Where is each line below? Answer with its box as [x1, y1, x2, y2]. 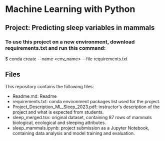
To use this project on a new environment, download [5, 38, 135, 45]
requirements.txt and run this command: [5, 44, 106, 51]
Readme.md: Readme [12, 93, 57, 99]
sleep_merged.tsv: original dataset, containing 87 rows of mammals [12, 114, 152, 120]
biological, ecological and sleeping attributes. [12, 120, 106, 126]
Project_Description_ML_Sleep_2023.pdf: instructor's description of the [12, 104, 160, 110]
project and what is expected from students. [12, 109, 104, 115]
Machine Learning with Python [5, 3, 135, 15]
